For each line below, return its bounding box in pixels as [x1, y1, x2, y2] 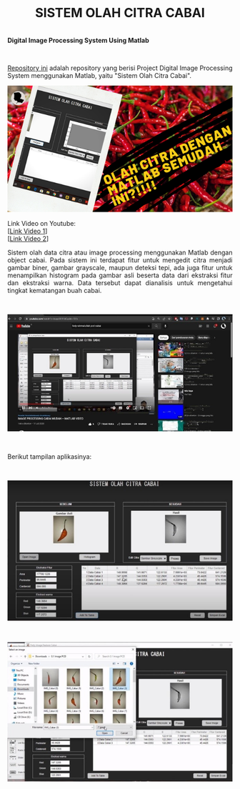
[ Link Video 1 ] [7, 227, 48, 236]
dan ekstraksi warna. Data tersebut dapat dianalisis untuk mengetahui [7, 279, 233, 287]
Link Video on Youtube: [7, 219, 76, 228]
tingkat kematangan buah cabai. [7, 287, 102, 295]
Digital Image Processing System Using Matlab [7, 36, 149, 44]
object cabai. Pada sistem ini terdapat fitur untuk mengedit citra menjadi [7, 256, 233, 264]
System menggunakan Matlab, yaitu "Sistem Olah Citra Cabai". [7, 71, 191, 79]
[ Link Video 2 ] [7, 234, 49, 243]
